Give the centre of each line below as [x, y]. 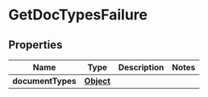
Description [141, 67]
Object [98, 81]
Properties [35, 45]
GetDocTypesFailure [78, 15]
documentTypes [44, 81]
